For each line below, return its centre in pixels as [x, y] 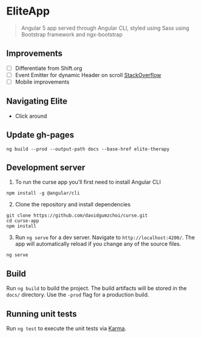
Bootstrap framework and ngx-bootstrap [72, 34]
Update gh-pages [40, 135]
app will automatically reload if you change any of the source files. [98, 244]
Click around [31, 116]
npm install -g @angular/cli [43, 193]
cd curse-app [23, 221]
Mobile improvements [42, 82]
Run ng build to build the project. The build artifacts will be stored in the [97, 288]
